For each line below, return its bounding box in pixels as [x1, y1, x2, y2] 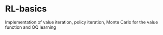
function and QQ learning [5, 24, 56, 30]
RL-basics [5, 3, 47, 14]
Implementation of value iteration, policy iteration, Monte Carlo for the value [5, 19, 158, 25]
